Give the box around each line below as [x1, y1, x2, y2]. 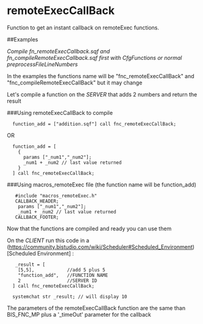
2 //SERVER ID [18, 278, 98, 284]
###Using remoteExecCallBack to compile [7, 109, 113, 116]
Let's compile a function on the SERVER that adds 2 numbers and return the [7, 90, 198, 98]
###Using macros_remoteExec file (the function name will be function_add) [7, 181, 197, 188]
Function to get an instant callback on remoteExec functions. [7, 24, 160, 31]
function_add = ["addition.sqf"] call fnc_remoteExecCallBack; [12, 120, 176, 127]
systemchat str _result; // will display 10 [12, 293, 127, 300]
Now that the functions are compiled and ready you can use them [7, 224, 172, 232]
